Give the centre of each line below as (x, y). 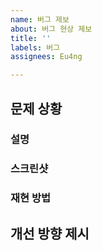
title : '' (31, 38)
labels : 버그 (35, 47)
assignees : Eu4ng (46, 57)
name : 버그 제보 (40, 19)
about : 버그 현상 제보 (51, 29)
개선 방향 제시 (50, 233)
